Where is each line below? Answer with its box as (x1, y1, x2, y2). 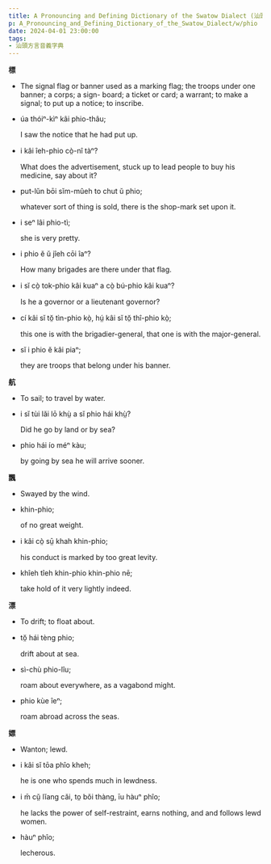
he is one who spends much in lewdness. (19, 776, 157, 786)
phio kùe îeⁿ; (19, 696, 63, 706)
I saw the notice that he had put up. (19, 130, 139, 140)
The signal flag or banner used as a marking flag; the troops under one (19, 82, 256, 91)
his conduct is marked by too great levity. (19, 553, 158, 563)
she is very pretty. (19, 234, 81, 243)
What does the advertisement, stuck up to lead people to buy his (19, 162, 236, 172)
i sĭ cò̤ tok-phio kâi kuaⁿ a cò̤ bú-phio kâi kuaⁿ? (19, 280, 175, 291)
